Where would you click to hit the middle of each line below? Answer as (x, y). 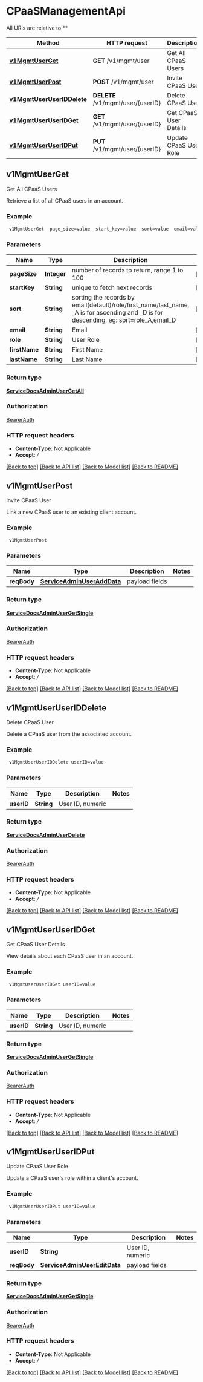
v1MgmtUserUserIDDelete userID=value (56, 762)
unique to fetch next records (112, 287)
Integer (55, 274)
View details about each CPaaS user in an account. (70, 956)
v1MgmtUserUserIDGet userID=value (52, 984)
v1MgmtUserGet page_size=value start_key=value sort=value (89, 229)
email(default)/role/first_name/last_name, (130, 305)
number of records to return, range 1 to (127, 270)
